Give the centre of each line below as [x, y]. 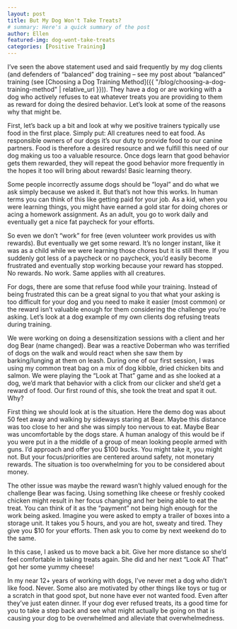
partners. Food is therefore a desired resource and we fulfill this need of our [118, 148]
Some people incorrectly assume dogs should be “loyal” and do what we [113, 184]
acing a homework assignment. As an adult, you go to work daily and [108, 214]
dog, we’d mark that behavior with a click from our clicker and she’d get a [114, 383]
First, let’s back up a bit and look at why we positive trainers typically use [114, 125]
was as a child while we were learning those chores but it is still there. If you [118, 251]
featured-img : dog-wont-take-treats [61, 40]
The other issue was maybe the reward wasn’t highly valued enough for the [117, 486]
